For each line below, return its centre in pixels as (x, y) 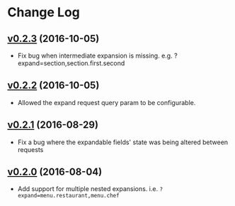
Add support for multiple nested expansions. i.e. (87, 189)
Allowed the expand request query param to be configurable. (107, 102)
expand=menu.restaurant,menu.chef (68, 196)
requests (30, 149)
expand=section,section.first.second (71, 63)
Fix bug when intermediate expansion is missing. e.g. (95, 55)
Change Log (44, 12)
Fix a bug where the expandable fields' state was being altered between (123, 142)
